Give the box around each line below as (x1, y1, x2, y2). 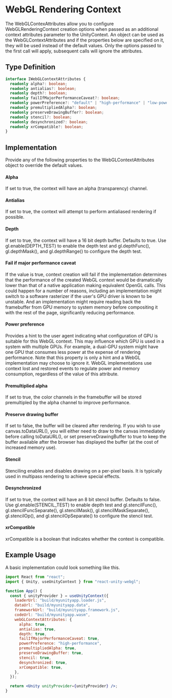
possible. (5, 214, 25, 220)
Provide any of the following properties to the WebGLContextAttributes (5, 157, 155, 163)
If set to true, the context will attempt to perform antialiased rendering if (5, 209, 157, 215)
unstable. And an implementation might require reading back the (5, 298, 141, 305)
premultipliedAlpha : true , (18, 646, 77, 651)
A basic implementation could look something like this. (5, 564, 120, 571)
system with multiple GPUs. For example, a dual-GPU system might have (5, 344, 159, 350)
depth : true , (18, 631, 47, 636)
